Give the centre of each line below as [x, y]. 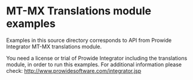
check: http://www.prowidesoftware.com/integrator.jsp [74, 70]
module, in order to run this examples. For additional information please [94, 64]
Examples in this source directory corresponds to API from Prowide [89, 40]
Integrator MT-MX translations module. [54, 47]
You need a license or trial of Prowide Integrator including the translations [97, 58]
